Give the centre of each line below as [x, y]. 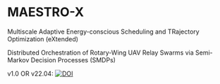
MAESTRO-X [46, 12]
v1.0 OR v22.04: [31, 73]
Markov [18, 59]
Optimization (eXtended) [43, 38]
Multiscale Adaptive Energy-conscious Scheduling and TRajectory [103, 31]
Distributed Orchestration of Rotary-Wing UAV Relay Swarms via [100, 52]
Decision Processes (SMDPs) [73, 59]
